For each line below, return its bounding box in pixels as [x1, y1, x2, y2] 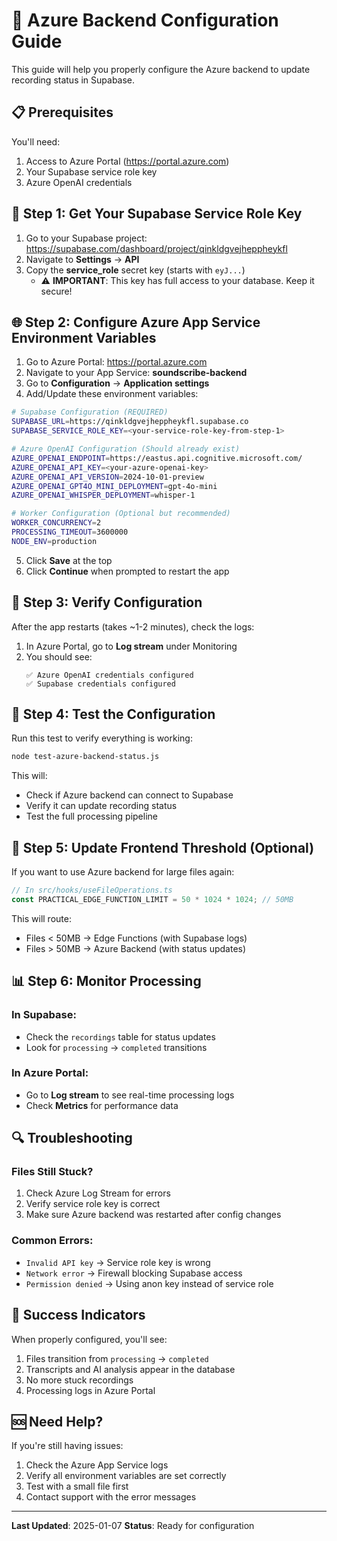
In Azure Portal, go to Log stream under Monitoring [25, 640, 238, 652]
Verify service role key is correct [25, 1198, 161, 1210]
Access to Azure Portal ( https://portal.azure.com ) [25, 155, 230, 167]
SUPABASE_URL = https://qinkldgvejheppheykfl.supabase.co [11, 417, 249, 427]
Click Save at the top [25, 554, 113, 566]
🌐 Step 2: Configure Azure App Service [11, 314, 261, 331]
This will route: [11, 912, 72, 924]
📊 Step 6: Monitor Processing [11, 973, 202, 990]
